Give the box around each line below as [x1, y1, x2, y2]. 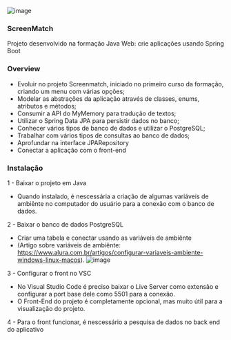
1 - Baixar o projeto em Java [7, 178, 87, 187]
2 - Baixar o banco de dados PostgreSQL [7, 220, 124, 228]
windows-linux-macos [17, 256, 81, 264]
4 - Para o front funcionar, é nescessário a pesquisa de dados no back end [7, 318, 221, 326]
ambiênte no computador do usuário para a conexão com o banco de [17, 199, 215, 207]
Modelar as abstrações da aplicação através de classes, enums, [17, 94, 200, 103]
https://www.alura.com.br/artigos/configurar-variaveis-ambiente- [17, 248, 203, 256]
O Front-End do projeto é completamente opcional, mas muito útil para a [17, 297, 223, 305]
